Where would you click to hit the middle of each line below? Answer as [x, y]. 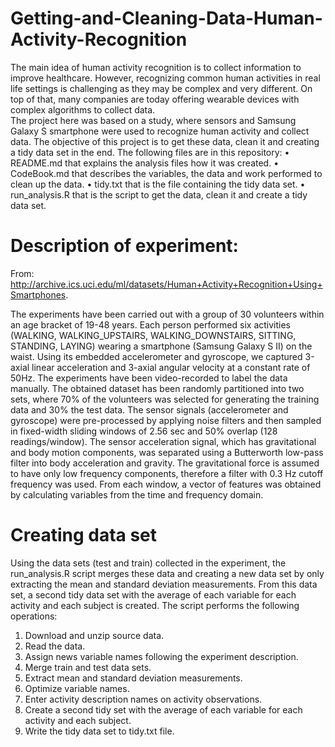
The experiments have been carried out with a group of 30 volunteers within [167, 314]
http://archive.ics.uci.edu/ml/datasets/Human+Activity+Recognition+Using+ [166, 284]
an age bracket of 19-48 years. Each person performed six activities [150, 324]
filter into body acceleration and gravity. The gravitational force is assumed [165, 463]
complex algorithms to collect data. [83, 109]
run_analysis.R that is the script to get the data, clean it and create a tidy [159, 194]
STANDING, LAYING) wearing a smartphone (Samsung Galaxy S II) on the [161, 346]
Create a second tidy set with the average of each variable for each [163, 709]
